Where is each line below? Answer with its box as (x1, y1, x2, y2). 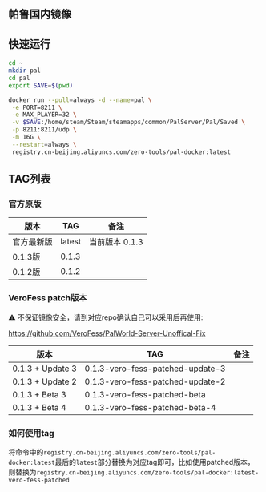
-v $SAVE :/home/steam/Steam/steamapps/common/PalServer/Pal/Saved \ (11, 119, 246, 127)
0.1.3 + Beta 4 (12, 401, 66, 413)
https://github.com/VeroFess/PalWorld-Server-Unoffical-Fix (8, 328, 206, 338)
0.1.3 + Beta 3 (12, 389, 66, 400)
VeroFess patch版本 (8, 292, 87, 304)
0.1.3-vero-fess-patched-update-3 (84, 363, 226, 374)
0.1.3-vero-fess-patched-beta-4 (84, 401, 216, 413)
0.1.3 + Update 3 (12, 363, 78, 374)
